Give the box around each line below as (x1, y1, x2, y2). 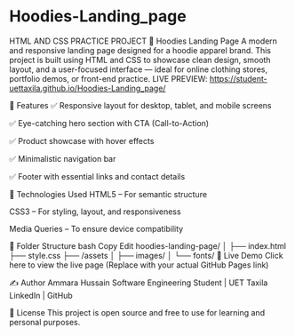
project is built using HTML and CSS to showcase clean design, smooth (9, 54, 271, 65)
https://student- (209, 73, 268, 84)
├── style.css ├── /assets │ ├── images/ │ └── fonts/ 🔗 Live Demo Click (9, 250, 283, 260)
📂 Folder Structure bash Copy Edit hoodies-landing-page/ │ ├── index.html (9, 240, 287, 251)
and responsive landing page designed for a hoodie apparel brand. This (9, 44, 271, 55)
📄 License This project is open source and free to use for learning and (9, 307, 265, 317)
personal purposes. (9, 316, 81, 327)
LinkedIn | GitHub (9, 290, 73, 300)
